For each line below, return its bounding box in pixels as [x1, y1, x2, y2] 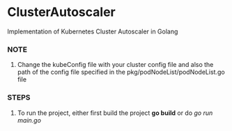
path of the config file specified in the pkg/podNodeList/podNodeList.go [17, 68, 225, 77]
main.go [17, 116, 42, 124]
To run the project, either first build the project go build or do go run [17, 109, 213, 117]
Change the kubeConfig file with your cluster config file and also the [17, 61, 214, 69]
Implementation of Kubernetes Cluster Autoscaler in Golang [7, 27, 178, 36]
